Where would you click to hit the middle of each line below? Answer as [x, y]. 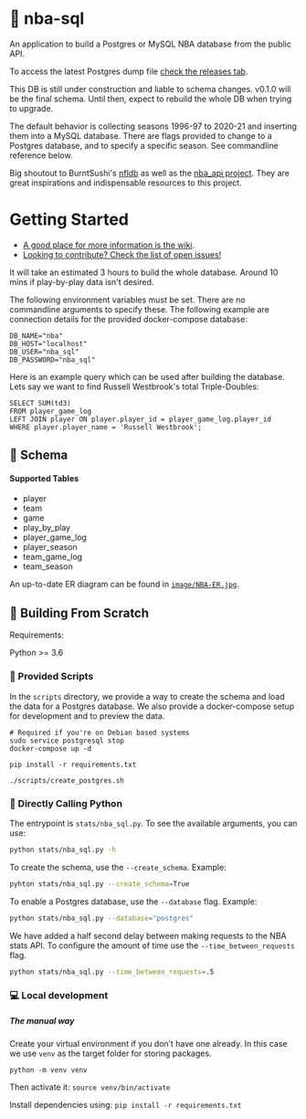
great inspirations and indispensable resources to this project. [126, 183]
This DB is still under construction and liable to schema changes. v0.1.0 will [150, 89]
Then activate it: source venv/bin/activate [90, 1087]
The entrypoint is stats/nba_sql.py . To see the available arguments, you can [153, 823]
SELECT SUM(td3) [40, 403]
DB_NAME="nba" [37, 336]
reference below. [41, 155]
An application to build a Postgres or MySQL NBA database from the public [151, 44]
